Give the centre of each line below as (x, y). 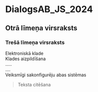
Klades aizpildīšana (26, 59)
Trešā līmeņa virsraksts (35, 42)
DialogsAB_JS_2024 (49, 9)
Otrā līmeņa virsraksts (41, 28)
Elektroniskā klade (24, 53)
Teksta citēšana (34, 84)
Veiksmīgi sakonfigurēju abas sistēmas (46, 75)
